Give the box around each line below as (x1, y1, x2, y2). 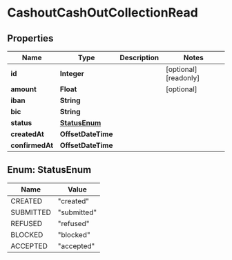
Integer (59, 69, 85, 78)
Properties (7, 32, 54, 44)
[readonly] (165, 73, 200, 82)
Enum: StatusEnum (7, 164, 92, 176)
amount (10, 84, 37, 94)
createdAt (10, 129, 45, 139)
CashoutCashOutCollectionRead (7, 5, 198, 21)
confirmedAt (10, 140, 54, 150)
